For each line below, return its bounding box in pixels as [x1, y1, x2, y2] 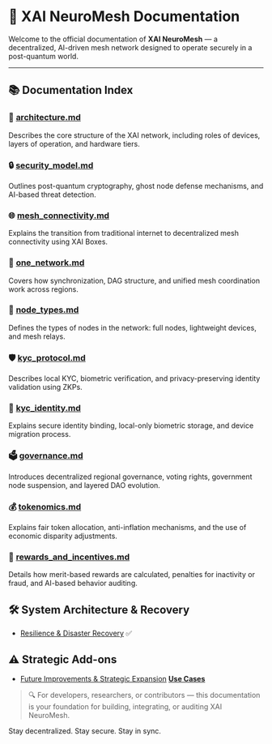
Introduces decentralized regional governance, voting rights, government [8, 472, 253, 481]
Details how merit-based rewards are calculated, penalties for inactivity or [8, 570, 255, 579]
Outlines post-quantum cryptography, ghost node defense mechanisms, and [8, 181, 264, 190]
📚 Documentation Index [8, 83, 134, 97]
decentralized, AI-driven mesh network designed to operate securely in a [8, 42, 253, 52]
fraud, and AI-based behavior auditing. [8, 579, 138, 588]
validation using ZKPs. [8, 383, 83, 392]
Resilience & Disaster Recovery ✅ [19, 628, 132, 639]
